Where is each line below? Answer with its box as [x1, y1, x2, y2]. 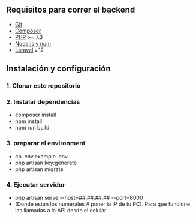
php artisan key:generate [14, 159, 77, 166]
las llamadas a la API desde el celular [14, 207, 107, 214]
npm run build [14, 124, 50, 131]
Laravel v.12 [14, 46, 44, 53]
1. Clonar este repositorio [6, 82, 81, 90]
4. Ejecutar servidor [6, 180, 65, 188]
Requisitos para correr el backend [6, 5, 135, 15]
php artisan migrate [14, 165, 64, 173]
